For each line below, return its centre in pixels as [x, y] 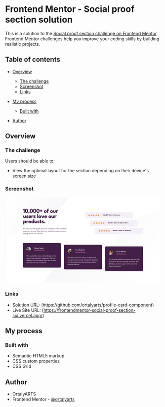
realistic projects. [23, 44]
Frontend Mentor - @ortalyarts [43, 399]
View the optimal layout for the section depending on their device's [81, 171]
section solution [39, 20]
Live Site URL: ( [28, 310]
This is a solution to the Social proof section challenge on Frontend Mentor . [82, 33]
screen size [24, 176]
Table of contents [33, 60]
